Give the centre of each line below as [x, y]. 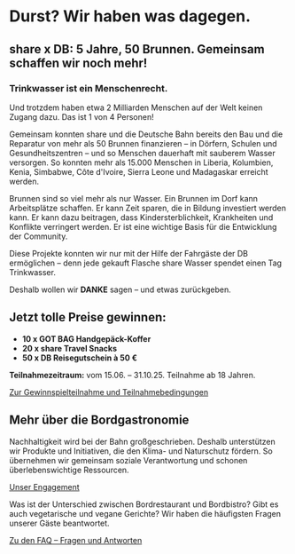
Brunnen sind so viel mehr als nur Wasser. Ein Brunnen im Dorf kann [134, 198]
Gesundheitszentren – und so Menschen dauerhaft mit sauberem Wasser [143, 153]
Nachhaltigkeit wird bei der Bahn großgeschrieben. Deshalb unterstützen [143, 441]
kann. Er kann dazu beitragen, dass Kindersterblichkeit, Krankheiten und [141, 217]
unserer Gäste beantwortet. [59, 523]
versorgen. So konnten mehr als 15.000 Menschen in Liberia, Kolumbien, [141, 162]
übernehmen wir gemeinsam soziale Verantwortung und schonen [128, 460]
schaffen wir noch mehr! [78, 63]
